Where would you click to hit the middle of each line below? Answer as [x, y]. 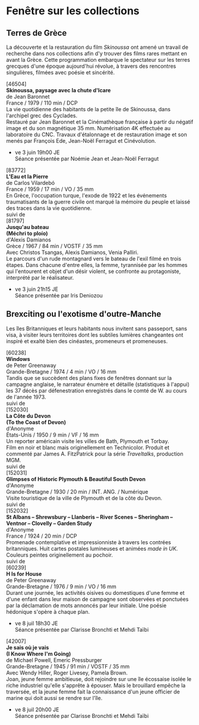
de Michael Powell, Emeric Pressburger [54, 660]
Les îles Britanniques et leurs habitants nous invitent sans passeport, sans [97, 328]
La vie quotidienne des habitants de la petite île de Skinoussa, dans [89, 109]
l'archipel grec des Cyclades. [42, 115]
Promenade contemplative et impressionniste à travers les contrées [89, 542]
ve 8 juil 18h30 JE [36, 623]
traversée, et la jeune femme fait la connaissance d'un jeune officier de [93, 692]
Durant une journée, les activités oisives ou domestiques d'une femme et [96, 592]
